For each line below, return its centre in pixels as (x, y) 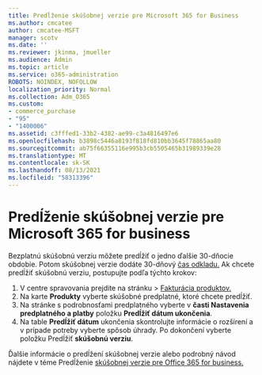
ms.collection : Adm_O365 (49, 97)
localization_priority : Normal (60, 89)
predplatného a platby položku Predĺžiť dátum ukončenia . (116, 313)
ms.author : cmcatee (40, 23)
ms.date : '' (28, 45)
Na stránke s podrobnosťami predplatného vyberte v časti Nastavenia (134, 304)
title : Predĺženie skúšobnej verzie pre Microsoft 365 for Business (123, 15)
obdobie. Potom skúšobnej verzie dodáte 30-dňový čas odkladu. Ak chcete (131, 264)
